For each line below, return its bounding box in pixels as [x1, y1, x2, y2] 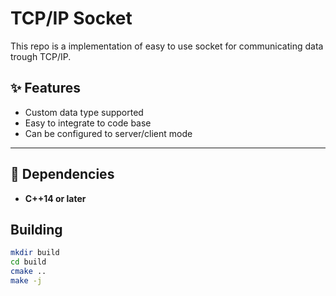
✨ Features [10, 80, 81, 97]
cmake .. [10, 267, 47, 277]
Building [10, 221, 63, 238]
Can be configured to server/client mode [24, 127, 193, 139]
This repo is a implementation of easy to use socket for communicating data [10, 40, 324, 52]
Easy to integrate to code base [24, 117, 152, 129]
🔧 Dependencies [10, 166, 115, 183]
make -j [10, 276, 43, 286]
